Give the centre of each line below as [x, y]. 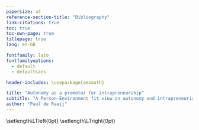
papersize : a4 [24, 12]
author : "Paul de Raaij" [37, 104]
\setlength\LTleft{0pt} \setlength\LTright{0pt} [61, 121]
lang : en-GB [21, 45]
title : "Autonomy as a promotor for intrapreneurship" [75, 93]
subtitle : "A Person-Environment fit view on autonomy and [81, 99]
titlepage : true [26, 39]
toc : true [18, 28]
